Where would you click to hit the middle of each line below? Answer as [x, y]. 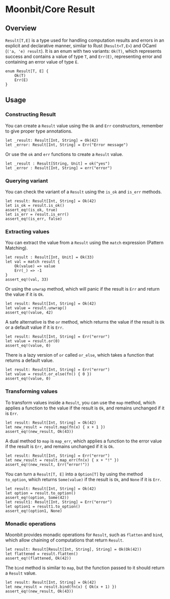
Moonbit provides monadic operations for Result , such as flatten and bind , [84, 534]
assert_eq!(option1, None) [34, 511]
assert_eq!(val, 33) [27, 280]
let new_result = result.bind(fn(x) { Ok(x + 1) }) [61, 587]
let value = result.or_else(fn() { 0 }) [49, 374]
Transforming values [31, 391]
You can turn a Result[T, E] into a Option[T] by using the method [74, 474]
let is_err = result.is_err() [37, 214]
